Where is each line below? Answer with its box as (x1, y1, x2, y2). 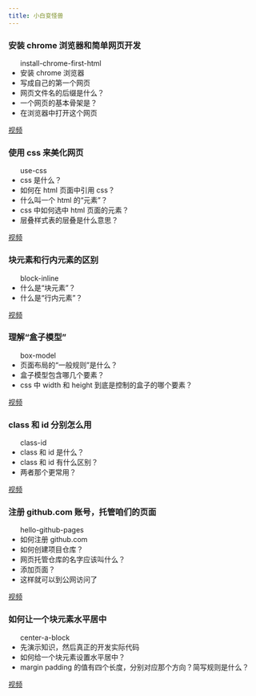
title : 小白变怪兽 (8, 11, 64, 20)
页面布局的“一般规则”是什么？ (19, 360, 118, 370)
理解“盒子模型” (8, 332, 66, 343)
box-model (19, 350, 56, 360)
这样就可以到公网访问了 (19, 575, 98, 585)
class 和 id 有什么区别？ (19, 458, 98, 467)
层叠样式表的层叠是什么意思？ (19, 216, 118, 225)
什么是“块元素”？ (19, 282, 76, 293)
